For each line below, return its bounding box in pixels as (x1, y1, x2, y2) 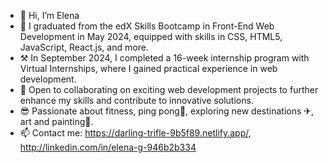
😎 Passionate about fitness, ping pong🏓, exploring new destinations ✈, (19, 105, 315, 117)
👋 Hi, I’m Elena (19, 10, 80, 21)
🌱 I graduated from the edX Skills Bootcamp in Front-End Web (19, 20, 275, 32)
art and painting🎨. (19, 116, 94, 127)
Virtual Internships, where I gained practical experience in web (19, 63, 278, 74)
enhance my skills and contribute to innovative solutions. (19, 95, 254, 106)
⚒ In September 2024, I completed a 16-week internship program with (19, 52, 310, 64)
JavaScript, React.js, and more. (19, 41, 149, 53)
